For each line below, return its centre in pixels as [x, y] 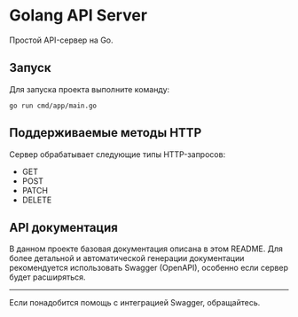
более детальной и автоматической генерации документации [127, 258]
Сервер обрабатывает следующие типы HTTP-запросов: [118, 154]
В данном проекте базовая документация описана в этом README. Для [146, 249]
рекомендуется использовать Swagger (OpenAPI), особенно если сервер [149, 268]
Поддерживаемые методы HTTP [106, 133]
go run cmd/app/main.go [53, 106]
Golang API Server [78, 16]
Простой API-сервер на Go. [61, 40]
